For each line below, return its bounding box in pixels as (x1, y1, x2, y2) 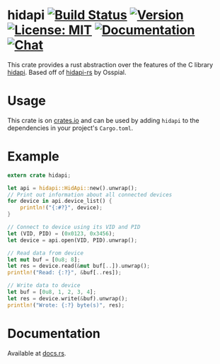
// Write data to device (7, 282, 81, 289)
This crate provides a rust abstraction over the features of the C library (7, 60, 214, 69)
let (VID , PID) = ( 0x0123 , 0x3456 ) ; (7, 230, 115, 237)
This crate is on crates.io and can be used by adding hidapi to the (7, 116, 199, 124)
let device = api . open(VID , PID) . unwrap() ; (7, 237, 138, 244)
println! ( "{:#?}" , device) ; (20, 204, 103, 211)
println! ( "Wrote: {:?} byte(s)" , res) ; (7, 301, 125, 309)
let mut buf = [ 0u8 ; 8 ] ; (7, 256, 81, 263)
